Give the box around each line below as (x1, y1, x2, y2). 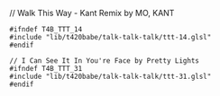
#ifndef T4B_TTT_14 (9, 25, 83, 34)
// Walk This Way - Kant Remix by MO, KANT (9, 8, 175, 18)
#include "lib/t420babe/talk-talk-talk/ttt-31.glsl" (9, 72, 212, 81)
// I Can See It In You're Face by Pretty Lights (9, 57, 200, 65)
